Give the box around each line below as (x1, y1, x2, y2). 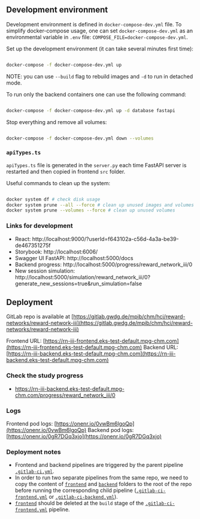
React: (14, 235, 31, 242)
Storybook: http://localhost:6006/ (14, 248, 98, 255)
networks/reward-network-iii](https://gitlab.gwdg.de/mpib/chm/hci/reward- (6, 319, 193, 327)
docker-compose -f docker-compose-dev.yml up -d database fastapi (6, 107, 175, 113)
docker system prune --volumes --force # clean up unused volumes (6, 207, 175, 213)
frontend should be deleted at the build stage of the (14, 500, 144, 507)
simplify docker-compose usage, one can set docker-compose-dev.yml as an (6, 27, 193, 34)
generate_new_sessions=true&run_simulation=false (14, 280, 143, 287)
